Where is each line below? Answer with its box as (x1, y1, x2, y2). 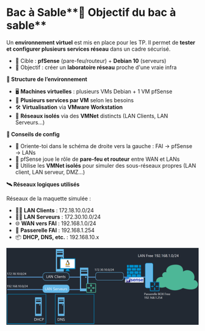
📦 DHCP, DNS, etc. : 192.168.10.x (15, 233, 99, 240)
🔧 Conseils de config (6, 130, 60, 138)
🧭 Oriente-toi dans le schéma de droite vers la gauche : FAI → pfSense (15, 142, 193, 149)
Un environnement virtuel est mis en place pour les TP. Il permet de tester (6, 39, 196, 46)
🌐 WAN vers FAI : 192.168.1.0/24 (15, 220, 96, 227)
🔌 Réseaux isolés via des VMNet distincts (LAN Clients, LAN (15, 112, 168, 119)
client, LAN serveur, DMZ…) (15, 168, 85, 176)
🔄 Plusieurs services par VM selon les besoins (15, 96, 134, 103)
